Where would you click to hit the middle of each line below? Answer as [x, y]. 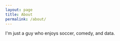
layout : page [19, 10]
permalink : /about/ [26, 19]
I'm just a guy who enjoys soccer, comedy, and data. [60, 33]
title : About [19, 14]
